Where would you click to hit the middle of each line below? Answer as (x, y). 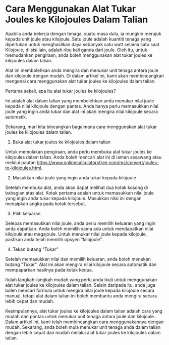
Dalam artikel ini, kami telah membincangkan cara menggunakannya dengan (84, 322)
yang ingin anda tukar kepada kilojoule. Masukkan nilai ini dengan (73, 198)
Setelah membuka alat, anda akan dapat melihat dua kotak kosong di (77, 187)
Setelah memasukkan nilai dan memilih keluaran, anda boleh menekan (78, 259)
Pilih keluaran (26, 213)
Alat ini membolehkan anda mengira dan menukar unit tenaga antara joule (82, 70)
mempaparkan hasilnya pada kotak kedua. (49, 270)
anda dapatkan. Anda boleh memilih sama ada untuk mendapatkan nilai (79, 228)
